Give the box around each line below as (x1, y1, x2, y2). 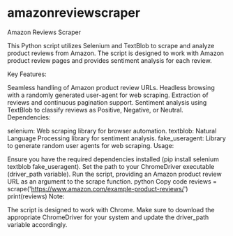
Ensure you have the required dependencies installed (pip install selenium (7, 155, 220, 163)
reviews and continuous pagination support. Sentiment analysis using (7, 98, 207, 106)
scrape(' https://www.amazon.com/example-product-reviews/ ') (7, 184, 188, 193)
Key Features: (7, 70, 47, 78)
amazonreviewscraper (7, 5, 141, 21)
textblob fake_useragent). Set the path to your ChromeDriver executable (7, 162, 215, 170)
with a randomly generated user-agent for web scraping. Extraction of (7, 91, 209, 99)
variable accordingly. (7, 220, 68, 228)
